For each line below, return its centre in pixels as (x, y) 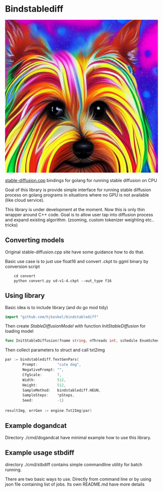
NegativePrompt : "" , (43, 370)
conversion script (23, 266)
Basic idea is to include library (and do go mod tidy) (57, 307)
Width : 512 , (44, 380)
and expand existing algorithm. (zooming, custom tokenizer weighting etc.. (80, 220)
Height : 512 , (44, 385)
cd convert (25, 276)
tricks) (11, 225)
